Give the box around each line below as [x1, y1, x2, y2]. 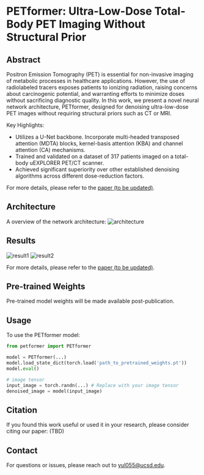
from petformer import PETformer [6, 343, 92, 349]
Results [6, 236, 36, 246]
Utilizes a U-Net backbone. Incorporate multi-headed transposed [15, 133, 180, 140]
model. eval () [6, 365, 40, 372]
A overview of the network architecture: [6, 218, 107, 225]
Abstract [6, 54, 41, 65]
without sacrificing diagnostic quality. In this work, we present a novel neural [6, 96, 199, 104]
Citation [6, 405, 38, 415]
